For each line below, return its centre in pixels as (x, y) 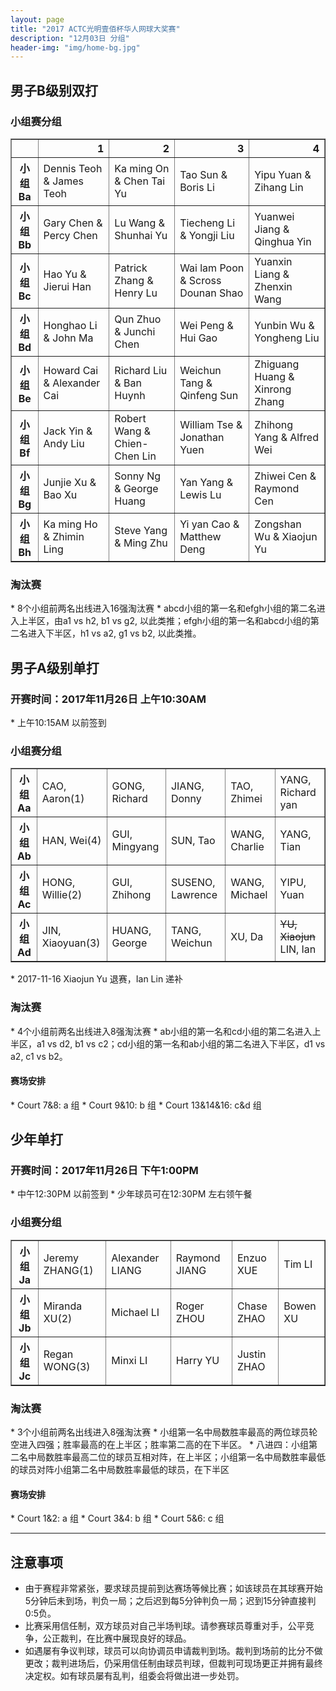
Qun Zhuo (138, 319)
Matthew (200, 536)
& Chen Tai (140, 181)
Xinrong (273, 389)
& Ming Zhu (141, 543)
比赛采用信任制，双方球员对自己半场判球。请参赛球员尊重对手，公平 (165, 1626)
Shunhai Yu (141, 235)
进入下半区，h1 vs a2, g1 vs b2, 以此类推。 (114, 633)
